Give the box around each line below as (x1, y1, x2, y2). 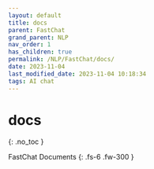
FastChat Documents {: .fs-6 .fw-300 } (8, 152, 134, 162)
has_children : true (8, 48, 73, 56)
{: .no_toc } (8, 137, 44, 146)
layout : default (8, 11, 62, 20)
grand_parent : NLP (8, 33, 69, 42)
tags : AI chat (8, 77, 55, 85)
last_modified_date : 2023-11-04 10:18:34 (8, 70, 147, 78)
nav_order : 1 (8, 41, 51, 49)
